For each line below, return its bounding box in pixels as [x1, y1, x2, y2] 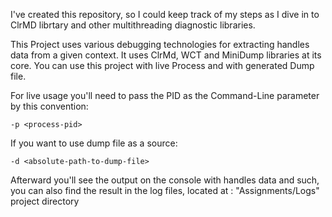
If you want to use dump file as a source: [10, 137, 178, 149]
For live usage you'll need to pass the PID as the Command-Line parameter [10, 90, 320, 101]
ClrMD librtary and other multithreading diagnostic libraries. [10, 19, 256, 31]
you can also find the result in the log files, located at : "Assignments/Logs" [10, 185, 320, 196]
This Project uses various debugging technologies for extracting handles [10, 39, 310, 50]
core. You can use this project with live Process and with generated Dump [10, 60, 315, 71]
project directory [10, 195, 80, 207]
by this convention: [10, 100, 89, 112]
